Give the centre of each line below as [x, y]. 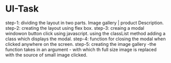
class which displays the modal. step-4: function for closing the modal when [86, 39]
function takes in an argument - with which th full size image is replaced [81, 49]
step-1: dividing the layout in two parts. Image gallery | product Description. [85, 23]
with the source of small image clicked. [46, 55]
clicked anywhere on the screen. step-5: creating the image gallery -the [81, 44]
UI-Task [22, 9]
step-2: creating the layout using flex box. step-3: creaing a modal [75, 28]
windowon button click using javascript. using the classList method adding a [86, 33]
